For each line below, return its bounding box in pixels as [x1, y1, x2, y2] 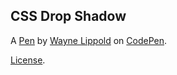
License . [10, 54, 46, 66]
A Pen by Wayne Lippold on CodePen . [10, 34, 168, 46]
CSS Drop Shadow [10, 8, 127, 25]
